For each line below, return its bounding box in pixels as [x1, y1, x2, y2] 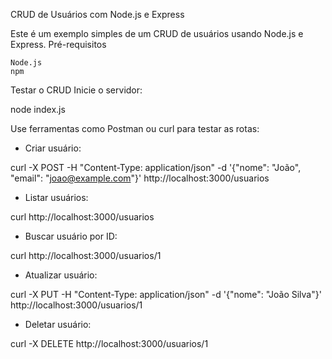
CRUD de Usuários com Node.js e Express [10, 9, 185, 20]
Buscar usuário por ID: [24, 230, 118, 242]
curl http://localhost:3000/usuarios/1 [10, 250, 162, 261]
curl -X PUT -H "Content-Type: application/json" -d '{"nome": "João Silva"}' [10, 289, 322, 300]
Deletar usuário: [24, 319, 92, 330]
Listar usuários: [24, 192, 89, 203]
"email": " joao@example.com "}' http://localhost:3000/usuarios [10, 172, 270, 184]
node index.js [10, 104, 66, 115]
